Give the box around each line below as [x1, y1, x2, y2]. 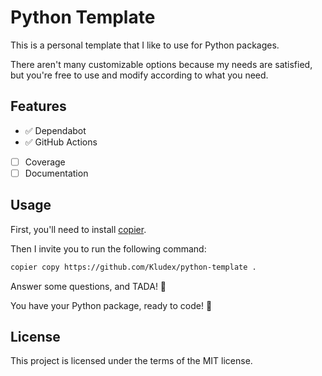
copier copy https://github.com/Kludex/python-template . [10, 262, 257, 272]
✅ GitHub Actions [24, 136, 98, 148]
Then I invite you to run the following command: [10, 242, 207, 255]
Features [10, 98, 67, 115]
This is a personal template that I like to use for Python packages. [10, 39, 280, 51]
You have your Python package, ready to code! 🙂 [10, 299, 213, 311]
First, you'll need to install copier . [10, 223, 147, 235]
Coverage [24, 156, 66, 168]
